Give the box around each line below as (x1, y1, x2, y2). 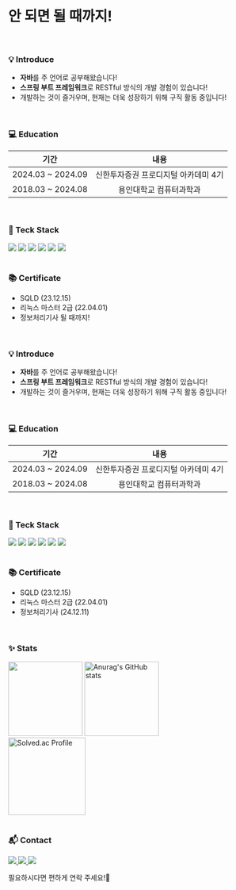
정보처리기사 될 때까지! (19, 313, 90, 322)
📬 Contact (8, 834, 52, 846)
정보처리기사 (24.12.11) (19, 608, 89, 617)
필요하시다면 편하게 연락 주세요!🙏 (8, 873, 111, 882)
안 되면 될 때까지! (8, 7, 112, 25)
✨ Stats (8, 643, 38, 654)
